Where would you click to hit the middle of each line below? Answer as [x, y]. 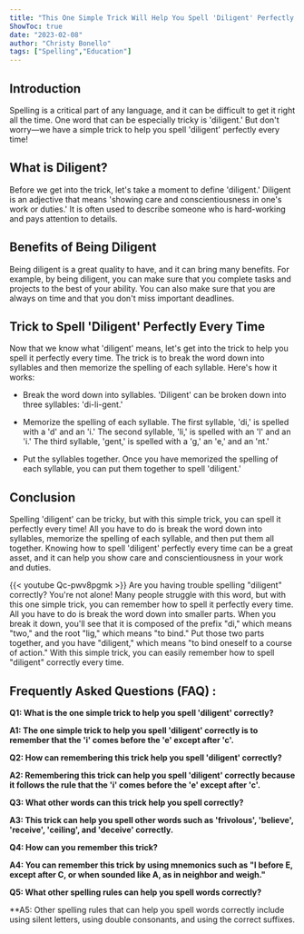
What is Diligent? [59, 168]
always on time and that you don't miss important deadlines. [122, 298]
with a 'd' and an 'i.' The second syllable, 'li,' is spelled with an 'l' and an [157, 432]
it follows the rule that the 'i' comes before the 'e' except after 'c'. [135, 785]
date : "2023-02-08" [46, 35]
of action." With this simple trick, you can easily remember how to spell [142, 653]
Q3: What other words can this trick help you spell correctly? [127, 802]
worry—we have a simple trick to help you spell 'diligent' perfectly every [144, 129]
